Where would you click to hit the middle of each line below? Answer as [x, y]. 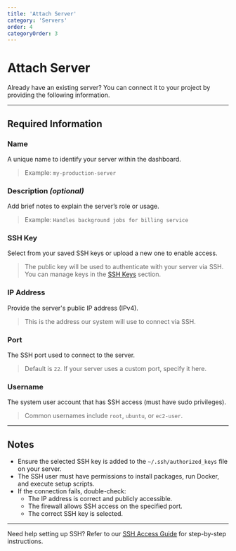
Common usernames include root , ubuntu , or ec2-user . [104, 416]
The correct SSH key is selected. [76, 514]
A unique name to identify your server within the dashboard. [94, 159]
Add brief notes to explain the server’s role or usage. [83, 206]
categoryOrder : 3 [33, 33]
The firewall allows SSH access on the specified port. [105, 506]
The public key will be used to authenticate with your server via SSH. [124, 267]
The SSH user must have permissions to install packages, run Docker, [118, 477]
